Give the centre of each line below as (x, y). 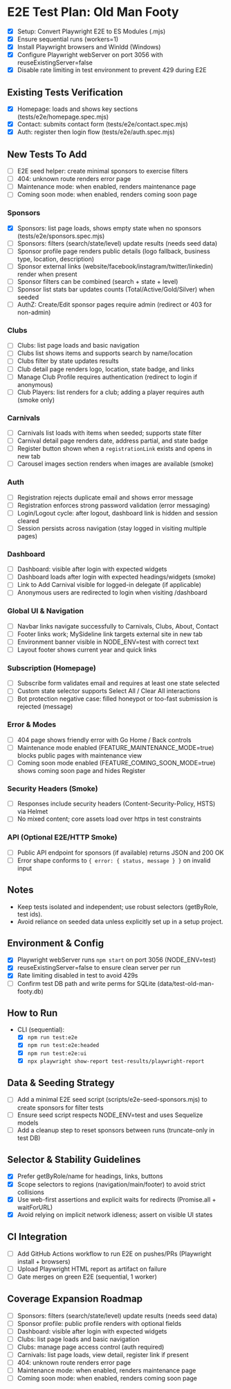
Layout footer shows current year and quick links (87, 649)
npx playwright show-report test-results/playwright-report (116, 1061)
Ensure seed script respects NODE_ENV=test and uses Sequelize (110, 1115)
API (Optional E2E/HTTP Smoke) (62, 837)
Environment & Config (56, 943)
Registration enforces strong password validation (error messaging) (113, 505)
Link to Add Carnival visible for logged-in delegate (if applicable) (109, 585)
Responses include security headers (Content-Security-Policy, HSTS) (116, 804)
